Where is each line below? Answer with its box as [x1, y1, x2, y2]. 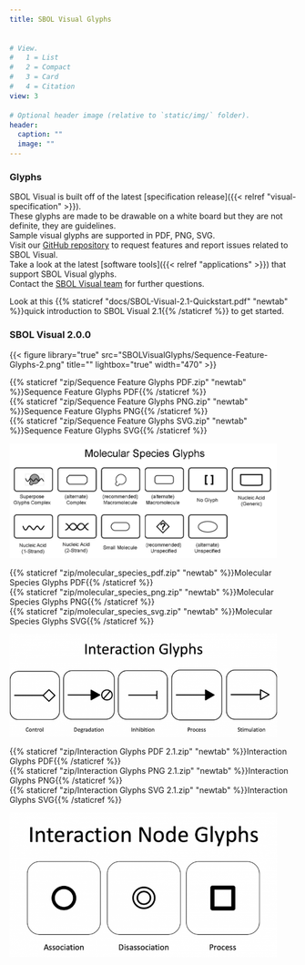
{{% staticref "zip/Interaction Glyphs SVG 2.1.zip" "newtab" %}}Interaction [9, 785, 289, 796]
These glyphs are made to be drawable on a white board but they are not [9, 210, 284, 222]
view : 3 [9, 91, 39, 100]
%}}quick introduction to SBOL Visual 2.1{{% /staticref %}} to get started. [9, 306, 285, 317]
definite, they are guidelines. [9, 220, 117, 231]
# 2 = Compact [9, 63, 71, 72]
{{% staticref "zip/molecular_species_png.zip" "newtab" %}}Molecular [9, 586, 275, 597]
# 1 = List [9, 53, 59, 63]
